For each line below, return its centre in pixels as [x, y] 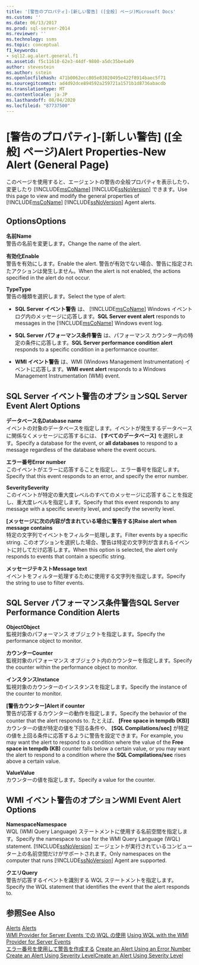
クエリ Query [22, 872]
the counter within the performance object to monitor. [72, 667]
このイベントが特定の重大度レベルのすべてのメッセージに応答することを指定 [99, 495]
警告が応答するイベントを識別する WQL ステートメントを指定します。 [91, 880]
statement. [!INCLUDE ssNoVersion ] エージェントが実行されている [86, 846]
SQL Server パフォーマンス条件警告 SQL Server [93, 603]
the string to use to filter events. [45, 583]
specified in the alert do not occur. [48, 278]
